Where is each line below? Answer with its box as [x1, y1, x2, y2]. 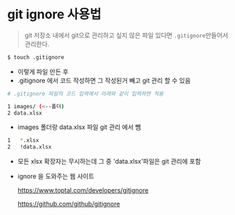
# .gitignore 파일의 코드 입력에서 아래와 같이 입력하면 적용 [7, 90, 164, 97]
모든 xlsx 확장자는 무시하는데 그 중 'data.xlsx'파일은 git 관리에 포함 [17, 157, 201, 166]
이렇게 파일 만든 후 [17, 67, 69, 76]
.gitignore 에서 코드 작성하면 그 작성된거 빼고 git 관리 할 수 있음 [17, 76, 191, 84]
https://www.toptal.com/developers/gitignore [17, 186, 149, 195]
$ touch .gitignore [7, 53, 65, 60]
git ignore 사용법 [7, 6, 102, 22]
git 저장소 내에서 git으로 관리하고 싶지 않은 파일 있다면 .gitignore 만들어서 [24, 31, 229, 39]
